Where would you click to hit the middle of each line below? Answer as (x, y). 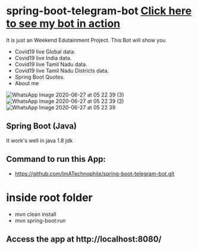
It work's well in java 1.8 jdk (40, 140)
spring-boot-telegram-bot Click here (99, 11)
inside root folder (50, 197)
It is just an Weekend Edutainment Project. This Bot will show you (86, 40)
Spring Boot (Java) (42, 126)
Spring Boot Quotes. (40, 77)
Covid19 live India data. (43, 58)
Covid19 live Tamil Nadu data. (51, 64)
